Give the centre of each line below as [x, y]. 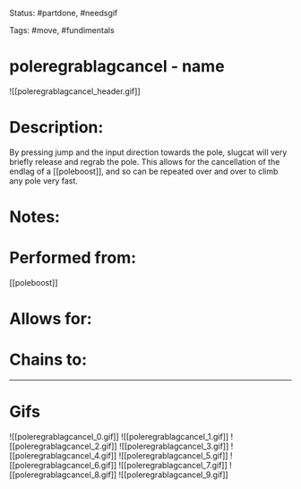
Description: [56, 128]
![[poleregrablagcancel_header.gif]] [75, 91]
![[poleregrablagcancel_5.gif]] [173, 456]
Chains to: [48, 360]
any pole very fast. [44, 180]
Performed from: [73, 258]
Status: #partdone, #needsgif [64, 13]
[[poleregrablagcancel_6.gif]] [63, 466]
